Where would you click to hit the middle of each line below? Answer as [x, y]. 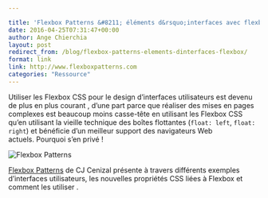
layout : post [30, 45]
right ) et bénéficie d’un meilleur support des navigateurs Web [110, 130]
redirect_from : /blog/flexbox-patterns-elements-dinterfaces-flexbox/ [128, 52]
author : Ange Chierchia [48, 37]
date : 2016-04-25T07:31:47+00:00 [64, 30]
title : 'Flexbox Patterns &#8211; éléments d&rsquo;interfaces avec [124, 22]
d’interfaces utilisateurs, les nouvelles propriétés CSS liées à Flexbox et [126, 178]
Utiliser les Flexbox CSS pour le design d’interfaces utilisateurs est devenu [130, 97]
